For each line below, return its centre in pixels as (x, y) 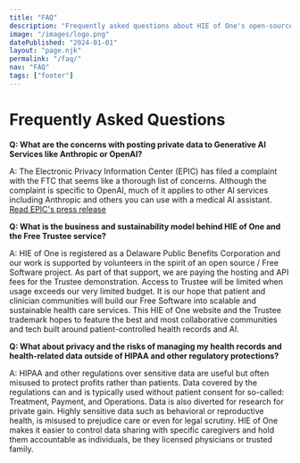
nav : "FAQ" (29, 68)
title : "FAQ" (33, 17)
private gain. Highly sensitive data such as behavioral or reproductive (137, 410)
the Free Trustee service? (58, 236)
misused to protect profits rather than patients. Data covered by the (133, 382)
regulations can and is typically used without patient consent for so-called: (147, 392)
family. (21, 449)
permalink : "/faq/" (46, 59)
